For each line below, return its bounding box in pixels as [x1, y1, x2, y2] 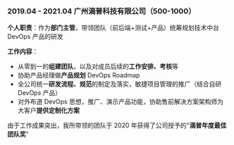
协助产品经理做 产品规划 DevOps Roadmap [17, 71, 140, 80]
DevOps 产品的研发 [7, 32, 63, 41]
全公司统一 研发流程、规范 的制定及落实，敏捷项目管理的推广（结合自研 [17, 80, 222, 89]
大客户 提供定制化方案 [17, 106, 80, 115]
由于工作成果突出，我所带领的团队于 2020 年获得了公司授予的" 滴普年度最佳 [7, 121, 227, 130]
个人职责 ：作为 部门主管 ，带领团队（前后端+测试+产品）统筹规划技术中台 [7, 23, 220, 32]
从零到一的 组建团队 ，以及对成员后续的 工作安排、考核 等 [17, 62, 178, 71]
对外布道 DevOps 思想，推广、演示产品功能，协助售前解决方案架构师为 [17, 97, 224, 106]
